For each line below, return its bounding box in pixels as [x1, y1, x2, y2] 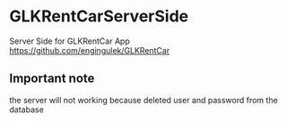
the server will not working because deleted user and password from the [9, 94, 278, 105]
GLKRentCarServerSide [9, 6, 189, 27]
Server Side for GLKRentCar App [9, 36, 130, 46]
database [9, 104, 45, 115]
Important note [9, 71, 95, 86]
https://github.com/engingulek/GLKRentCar [9, 45, 170, 55]
